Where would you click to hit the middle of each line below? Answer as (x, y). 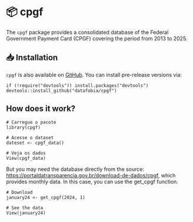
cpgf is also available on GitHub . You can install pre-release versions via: (94, 75)
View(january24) (26, 213)
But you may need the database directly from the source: (75, 169)
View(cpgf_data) (26, 158)
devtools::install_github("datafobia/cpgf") (61, 90)
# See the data (25, 208)
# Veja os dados (26, 153)
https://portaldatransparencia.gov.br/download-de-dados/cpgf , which (91, 175)
